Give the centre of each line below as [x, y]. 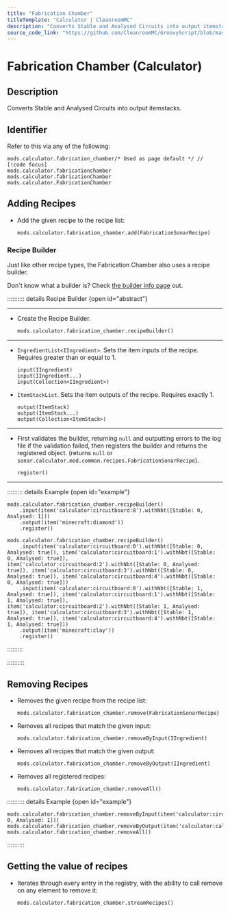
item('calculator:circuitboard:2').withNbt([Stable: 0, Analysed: [104, 565]
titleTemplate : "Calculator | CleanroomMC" [70, 20]
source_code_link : [33, 33]
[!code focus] [27, 165]
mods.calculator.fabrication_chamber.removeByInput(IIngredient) [112, 738]
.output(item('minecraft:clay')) [67, 631]
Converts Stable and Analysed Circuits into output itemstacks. [94, 108]
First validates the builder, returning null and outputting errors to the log [119, 439]
